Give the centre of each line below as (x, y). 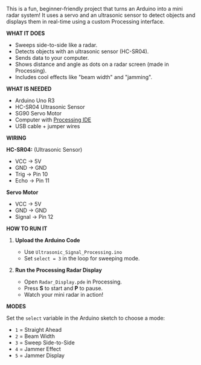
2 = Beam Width (35, 336)
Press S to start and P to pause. (63, 288)
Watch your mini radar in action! (64, 295)
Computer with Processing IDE (53, 120)
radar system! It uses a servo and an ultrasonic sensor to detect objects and (101, 15)
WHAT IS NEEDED (29, 89)
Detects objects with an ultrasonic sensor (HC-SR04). (82, 51)
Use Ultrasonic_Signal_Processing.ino (73, 252)
